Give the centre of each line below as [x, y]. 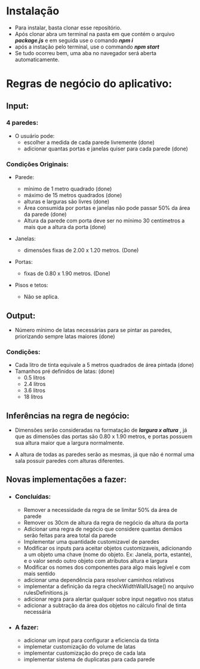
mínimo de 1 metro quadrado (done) [68, 189]
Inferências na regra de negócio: [68, 416]
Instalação [33, 11]
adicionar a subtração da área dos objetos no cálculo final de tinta [105, 605]
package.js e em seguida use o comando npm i [74, 40]
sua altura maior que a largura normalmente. [69, 443]
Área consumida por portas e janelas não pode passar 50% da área [107, 208]
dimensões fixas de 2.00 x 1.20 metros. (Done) [81, 251]
